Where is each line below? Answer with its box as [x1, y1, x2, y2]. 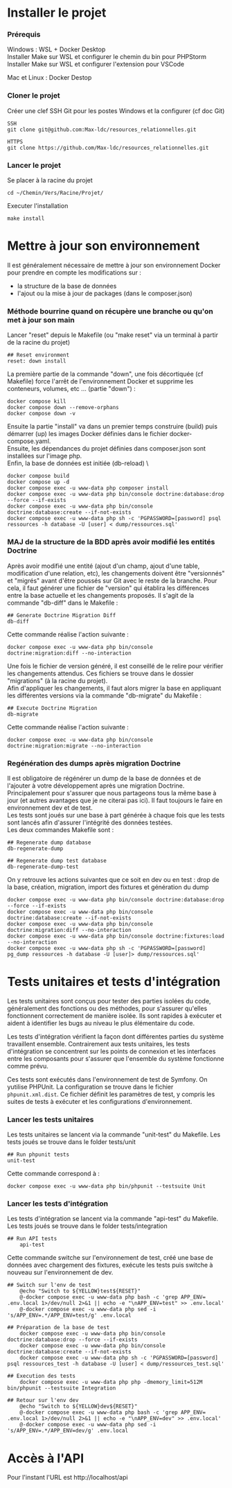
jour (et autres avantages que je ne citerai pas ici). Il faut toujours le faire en [7, 796, 223, 804]
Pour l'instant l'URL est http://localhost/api [7, 1473, 128, 1482]
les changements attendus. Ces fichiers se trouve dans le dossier [7, 669, 194, 677]
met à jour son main [7, 315, 75, 325]
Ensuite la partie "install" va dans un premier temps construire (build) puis [7, 422, 218, 431]
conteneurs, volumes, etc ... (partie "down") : [7, 385, 136, 393]
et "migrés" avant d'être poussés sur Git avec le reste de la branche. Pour [7, 576, 217, 585]
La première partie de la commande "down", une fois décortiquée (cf [7, 370, 204, 379]
